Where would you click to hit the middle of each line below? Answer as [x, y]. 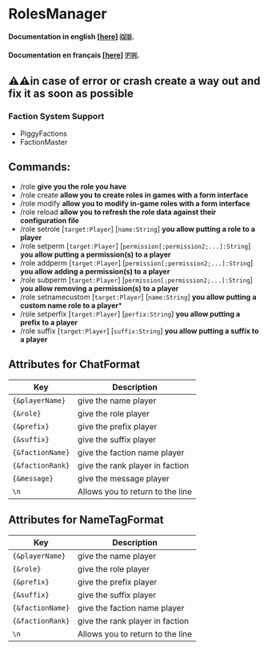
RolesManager [58, 14]
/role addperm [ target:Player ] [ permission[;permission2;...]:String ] [136, 263]
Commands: [40, 167]
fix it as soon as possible [71, 93]
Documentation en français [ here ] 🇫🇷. [74, 55]
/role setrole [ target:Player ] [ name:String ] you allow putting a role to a [138, 229]
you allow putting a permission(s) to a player [95, 254]
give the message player [123, 478]
